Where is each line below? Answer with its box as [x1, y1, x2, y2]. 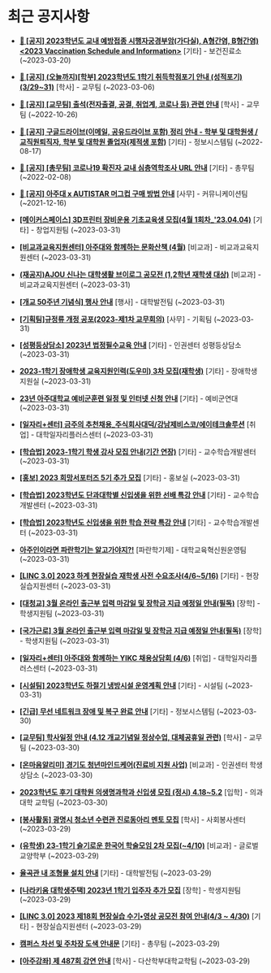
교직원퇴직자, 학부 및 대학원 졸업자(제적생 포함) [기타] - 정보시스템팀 [19, 137, 234, 146]
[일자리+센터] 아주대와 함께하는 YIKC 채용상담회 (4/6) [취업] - [19, 653, 217, 662]
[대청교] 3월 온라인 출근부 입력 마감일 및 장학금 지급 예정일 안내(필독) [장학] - [19, 598, 261, 608]
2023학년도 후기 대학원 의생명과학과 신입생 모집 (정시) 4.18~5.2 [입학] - [19, 787, 248, 797]
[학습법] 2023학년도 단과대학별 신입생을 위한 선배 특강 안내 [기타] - [19, 489, 232, 500]
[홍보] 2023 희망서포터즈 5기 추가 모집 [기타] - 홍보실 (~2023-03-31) [19, 472, 241, 482]
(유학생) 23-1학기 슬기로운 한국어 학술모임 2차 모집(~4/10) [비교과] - [19, 841, 237, 850]
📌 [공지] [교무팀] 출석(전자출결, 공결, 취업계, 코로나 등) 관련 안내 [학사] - [19, 99, 245, 109]
